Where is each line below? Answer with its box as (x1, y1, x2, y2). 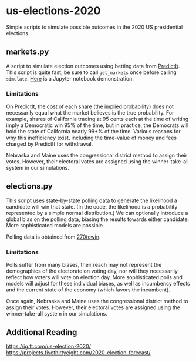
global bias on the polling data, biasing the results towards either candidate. (6, 216, 190, 223)
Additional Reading (6, 327, 77, 337)
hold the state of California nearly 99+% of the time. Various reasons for (6, 128, 181, 135)
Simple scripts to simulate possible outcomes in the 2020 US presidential (6, 24, 183, 31)
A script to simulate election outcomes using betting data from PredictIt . (6, 62, 180, 69)
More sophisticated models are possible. (6, 222, 104, 229)
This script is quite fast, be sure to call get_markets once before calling (6, 69, 177, 76)
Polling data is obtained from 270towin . (6, 233, 101, 240)
